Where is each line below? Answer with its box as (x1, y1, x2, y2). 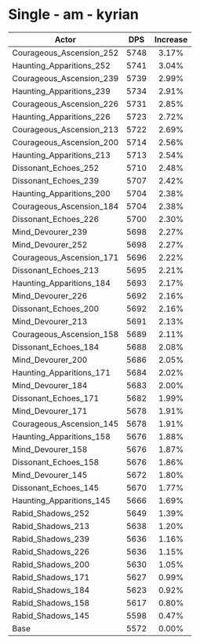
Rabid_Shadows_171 (12, 572, 90, 583)
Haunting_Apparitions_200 (12, 187, 111, 198)
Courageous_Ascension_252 (12, 47, 119, 58)
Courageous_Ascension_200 (12, 136, 119, 147)
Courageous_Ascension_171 (12, 252, 119, 263)
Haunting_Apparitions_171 (12, 367, 111, 378)
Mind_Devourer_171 (12, 405, 88, 416)
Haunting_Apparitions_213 (12, 150, 111, 161)
